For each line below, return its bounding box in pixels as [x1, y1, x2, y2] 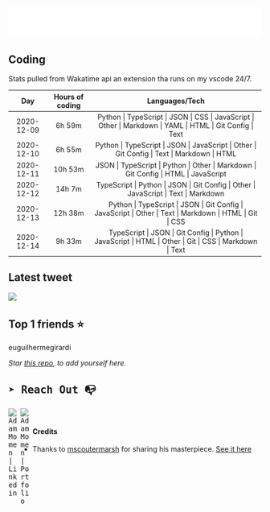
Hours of [53, 92, 84, 101]
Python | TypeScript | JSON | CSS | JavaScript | [97, 112, 255, 122]
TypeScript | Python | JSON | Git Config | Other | [96, 180, 256, 189]
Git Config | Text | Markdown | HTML [115, 149, 237, 159]
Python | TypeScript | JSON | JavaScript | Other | [95, 140, 257, 151]
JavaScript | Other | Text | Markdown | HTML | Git [94, 209, 258, 218]
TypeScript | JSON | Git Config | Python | [108, 228, 243, 237]
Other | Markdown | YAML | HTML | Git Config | [98, 121, 254, 130]
